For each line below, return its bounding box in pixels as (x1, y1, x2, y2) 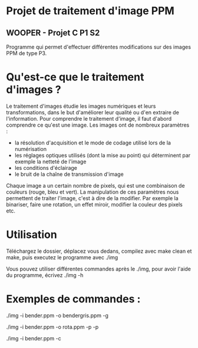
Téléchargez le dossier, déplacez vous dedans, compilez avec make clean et (6, 247, 192, 254)
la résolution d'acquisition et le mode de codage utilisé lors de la (14, 139, 171, 146)
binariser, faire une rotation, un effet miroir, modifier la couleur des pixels (6, 201, 183, 208)
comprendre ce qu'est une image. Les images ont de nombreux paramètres (6, 121, 190, 128)
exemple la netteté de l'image (14, 158, 87, 165)
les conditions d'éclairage (14, 164, 78, 171)
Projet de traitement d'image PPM (6, 4, 175, 18)
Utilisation (6, 228, 57, 241)
